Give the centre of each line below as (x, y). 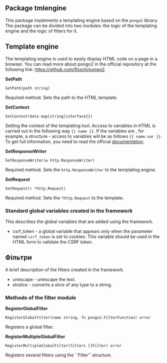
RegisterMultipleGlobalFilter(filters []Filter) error (63, 346)
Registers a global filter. (29, 327)
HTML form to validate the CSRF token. (53, 241)
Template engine (32, 47)
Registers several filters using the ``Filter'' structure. (59, 355)
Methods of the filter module (41, 297)
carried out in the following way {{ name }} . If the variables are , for (74, 131)
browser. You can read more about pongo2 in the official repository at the (81, 64)
